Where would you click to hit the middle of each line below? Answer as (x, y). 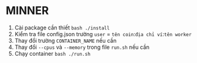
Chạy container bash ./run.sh (53, 53)
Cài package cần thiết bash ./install (62, 28)
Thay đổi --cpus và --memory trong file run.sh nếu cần (82, 47)
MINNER (28, 11)
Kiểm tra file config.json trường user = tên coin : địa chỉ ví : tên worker (103, 34)
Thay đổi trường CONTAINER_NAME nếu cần (65, 40)
